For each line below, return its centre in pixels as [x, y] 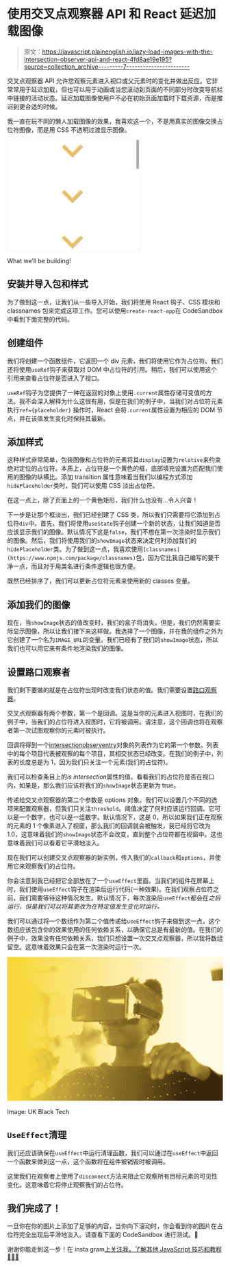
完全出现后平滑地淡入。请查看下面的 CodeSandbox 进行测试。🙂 [108, 1235]
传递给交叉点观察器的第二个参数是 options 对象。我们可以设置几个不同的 [109, 800]
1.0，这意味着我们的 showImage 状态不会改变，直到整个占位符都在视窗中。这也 [115, 834]
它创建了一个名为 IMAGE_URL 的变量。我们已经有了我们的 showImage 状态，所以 [113, 640]
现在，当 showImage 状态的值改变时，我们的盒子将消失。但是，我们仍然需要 [111, 623]
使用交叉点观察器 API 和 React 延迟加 [112, 14]
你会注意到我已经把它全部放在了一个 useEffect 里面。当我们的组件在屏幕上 [111, 881]
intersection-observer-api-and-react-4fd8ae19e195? [98, 59]
